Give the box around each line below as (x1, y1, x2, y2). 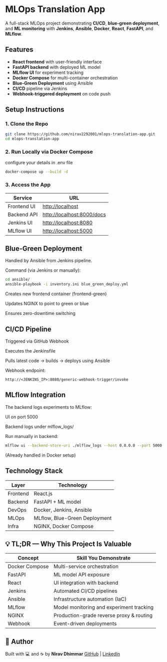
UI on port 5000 (5, 413, 38, 420)
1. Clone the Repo (5, 121, 48, 128)
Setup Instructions (5, 105, 64, 114)
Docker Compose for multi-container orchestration (12, 74, 118, 81)
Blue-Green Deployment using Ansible (12, 80, 93, 86)
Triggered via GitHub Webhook (5, 338, 69, 345)
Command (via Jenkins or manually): (5, 267, 81, 273)
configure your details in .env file (5, 160, 73, 166)
